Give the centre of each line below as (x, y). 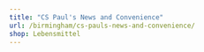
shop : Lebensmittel (45, 33)
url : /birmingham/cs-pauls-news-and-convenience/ (102, 26)
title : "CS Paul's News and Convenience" (87, 17)
